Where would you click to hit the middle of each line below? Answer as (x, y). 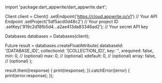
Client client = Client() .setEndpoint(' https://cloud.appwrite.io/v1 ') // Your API (81, 16)
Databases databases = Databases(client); (47, 36)
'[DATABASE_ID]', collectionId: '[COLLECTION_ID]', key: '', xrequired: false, (79, 51)
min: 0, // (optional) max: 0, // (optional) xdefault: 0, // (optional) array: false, (81, 56)
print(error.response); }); (29, 75)
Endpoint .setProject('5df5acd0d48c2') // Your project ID (62, 22)
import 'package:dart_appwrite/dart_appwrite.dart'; (56, 7)
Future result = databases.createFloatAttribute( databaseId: (64, 45)
